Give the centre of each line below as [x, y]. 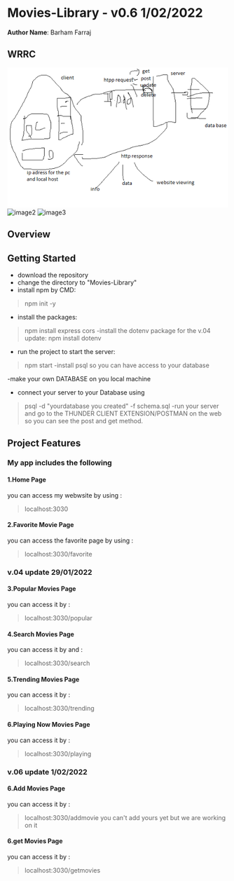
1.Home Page [27, 480]
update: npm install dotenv [63, 339]
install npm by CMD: [47, 290]
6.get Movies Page [35, 841]
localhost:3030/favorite [58, 554]
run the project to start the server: [66, 352]
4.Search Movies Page [41, 634]
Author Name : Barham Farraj [49, 32]
